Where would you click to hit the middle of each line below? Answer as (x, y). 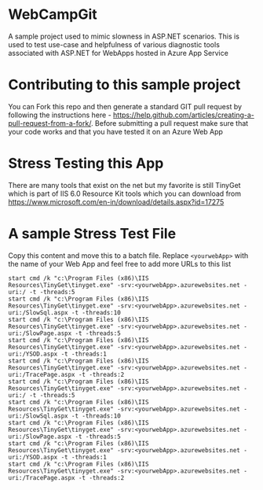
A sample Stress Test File (92, 234)
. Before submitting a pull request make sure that (170, 123)
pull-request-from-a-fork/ (50, 123)
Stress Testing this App (86, 164)
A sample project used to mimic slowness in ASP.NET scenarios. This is (124, 36)
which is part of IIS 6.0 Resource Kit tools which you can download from (125, 193)
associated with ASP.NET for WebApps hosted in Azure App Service (119, 53)
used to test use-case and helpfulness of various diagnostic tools (114, 44)
